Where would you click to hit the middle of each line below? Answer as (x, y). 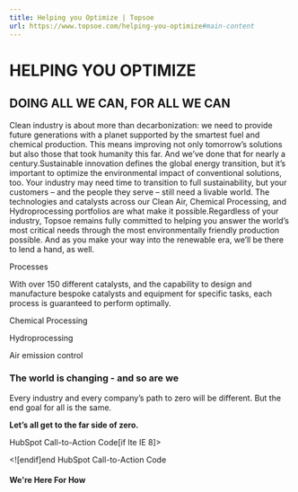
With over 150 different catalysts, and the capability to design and (131, 284)
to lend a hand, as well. (52, 249)
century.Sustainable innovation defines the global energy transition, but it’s (148, 163)
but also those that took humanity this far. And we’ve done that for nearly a (147, 154)
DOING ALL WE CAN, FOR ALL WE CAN (120, 104)
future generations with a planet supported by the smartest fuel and (135, 135)
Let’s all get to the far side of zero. (74, 425)
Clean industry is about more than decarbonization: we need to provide (141, 125)
